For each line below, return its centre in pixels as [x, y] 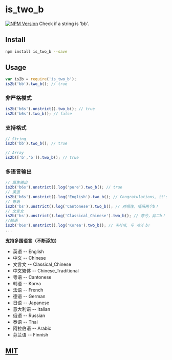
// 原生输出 [17, 183]
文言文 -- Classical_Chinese [42, 264]
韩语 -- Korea [27, 283]
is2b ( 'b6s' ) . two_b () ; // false [39, 114]
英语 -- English [28, 251]
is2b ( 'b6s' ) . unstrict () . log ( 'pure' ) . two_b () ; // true [64, 187]
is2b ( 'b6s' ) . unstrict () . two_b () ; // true [50, 109]
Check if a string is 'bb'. [64, 24]
